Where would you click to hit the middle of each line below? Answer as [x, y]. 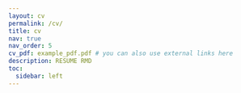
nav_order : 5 [30, 46]
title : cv [25, 31]
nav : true [25, 38]
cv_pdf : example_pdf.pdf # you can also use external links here [120, 53]
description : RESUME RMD [50, 61]
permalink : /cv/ [36, 23]
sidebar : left [39, 76]
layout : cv [27, 16]
